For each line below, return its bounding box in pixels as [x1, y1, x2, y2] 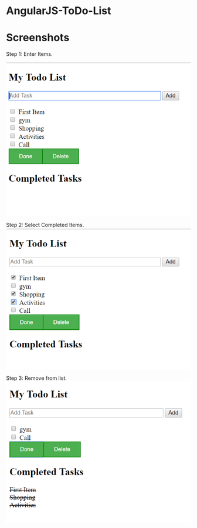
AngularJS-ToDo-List [6, 4, 111, 18]
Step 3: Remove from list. [6, 375, 67, 382]
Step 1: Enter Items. [6, 51, 53, 58]
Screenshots [6, 31, 70, 45]
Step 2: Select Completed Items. [6, 222, 84, 229]
